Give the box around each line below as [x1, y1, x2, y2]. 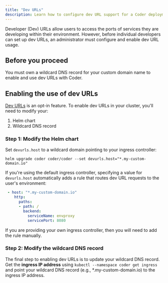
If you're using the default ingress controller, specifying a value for [5, 170, 142, 176]
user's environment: [5, 180, 46, 186]
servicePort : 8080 [27, 218, 66, 223]
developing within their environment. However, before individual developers [5, 31, 161, 37]
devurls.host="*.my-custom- [87, 156, 146, 162]
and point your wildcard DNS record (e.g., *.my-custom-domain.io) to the [5, 266, 155, 273]
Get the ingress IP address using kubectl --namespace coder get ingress [5, 261, 157, 267]
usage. [5, 42, 19, 48]
